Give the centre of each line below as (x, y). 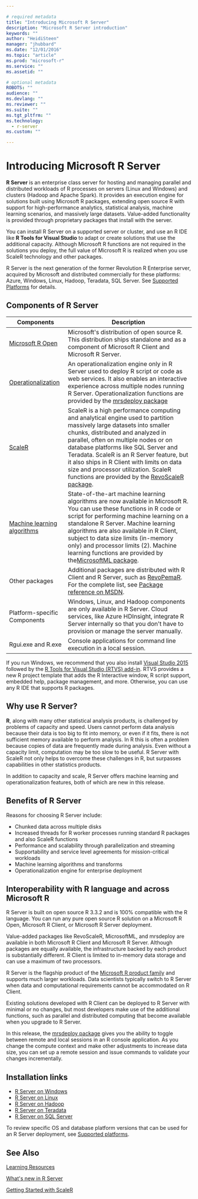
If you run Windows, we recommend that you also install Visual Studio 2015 (97, 663)
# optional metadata (32, 82)
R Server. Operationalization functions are (126, 393)
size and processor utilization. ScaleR (119, 469)
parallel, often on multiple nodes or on (120, 439)
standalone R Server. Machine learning (121, 523)
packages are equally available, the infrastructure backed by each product (96, 949)
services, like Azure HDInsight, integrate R (126, 616)
